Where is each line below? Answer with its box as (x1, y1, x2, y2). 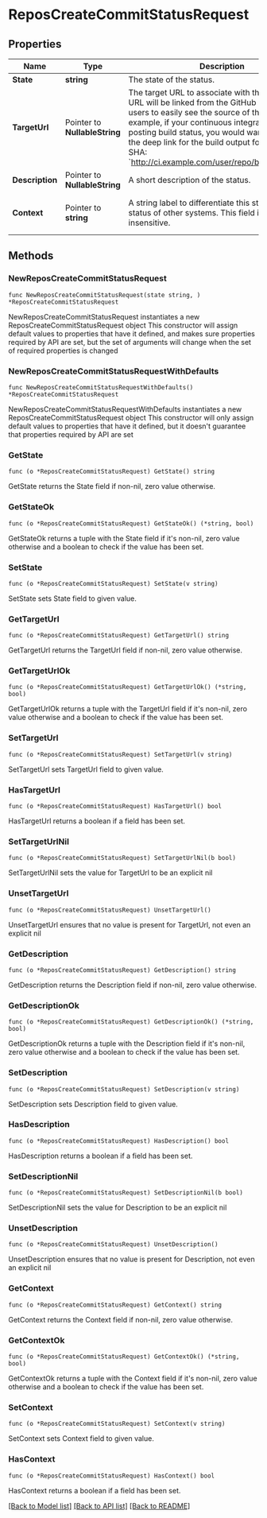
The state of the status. (128, 74, 215, 85)
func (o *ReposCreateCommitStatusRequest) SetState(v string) (8, 579, 219, 587)
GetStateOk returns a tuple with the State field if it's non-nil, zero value (8, 533, 240, 543)
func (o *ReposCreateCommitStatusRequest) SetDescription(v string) (8, 1085, 240, 1094)
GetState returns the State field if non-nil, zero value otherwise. (8, 482, 216, 491)
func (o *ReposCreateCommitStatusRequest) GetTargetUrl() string (8, 632, 229, 640)
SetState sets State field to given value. (8, 594, 137, 603)
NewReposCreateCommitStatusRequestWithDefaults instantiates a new (8, 404, 242, 414)
